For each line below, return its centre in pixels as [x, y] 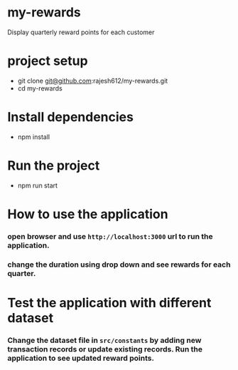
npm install [34, 137]
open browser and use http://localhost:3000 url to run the [110, 236]
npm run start [38, 185]
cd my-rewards [40, 88]
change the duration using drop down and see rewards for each [119, 264]
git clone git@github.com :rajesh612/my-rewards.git [93, 81]
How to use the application [88, 214]
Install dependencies [70, 117]
